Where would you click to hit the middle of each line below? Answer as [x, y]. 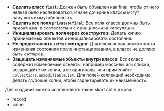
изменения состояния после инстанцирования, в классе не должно [84, 49]
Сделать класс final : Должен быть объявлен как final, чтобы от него [85, 7]
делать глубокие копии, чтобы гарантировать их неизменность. [80, 80]
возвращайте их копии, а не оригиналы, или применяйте [72, 70]
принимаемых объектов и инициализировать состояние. [72, 38]
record [19, 99]
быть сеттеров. [28, 54]
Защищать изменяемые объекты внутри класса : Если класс [78, 59]
